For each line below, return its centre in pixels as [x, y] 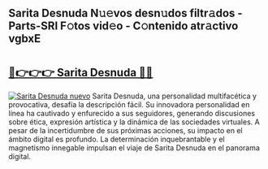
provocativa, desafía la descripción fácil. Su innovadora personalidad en [129, 104]
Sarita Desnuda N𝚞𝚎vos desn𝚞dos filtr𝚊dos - [125, 13]
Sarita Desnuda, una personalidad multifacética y [175, 96]
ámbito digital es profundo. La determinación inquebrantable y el [117, 139]
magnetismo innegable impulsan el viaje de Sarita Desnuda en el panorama [134, 148]
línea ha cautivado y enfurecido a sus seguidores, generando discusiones [132, 113]
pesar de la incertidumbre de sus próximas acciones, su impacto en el [125, 130]
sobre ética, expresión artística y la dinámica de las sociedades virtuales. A [134, 122]
